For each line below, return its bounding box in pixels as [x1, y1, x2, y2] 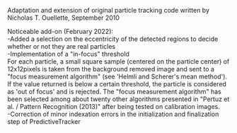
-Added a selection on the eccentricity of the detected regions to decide [7, 35, 219, 43]
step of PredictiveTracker [7, 117, 81, 126]
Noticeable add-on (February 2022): [7, 28, 114, 35]
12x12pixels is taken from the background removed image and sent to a [7, 65, 214, 73]
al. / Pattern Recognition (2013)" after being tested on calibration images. [7, 103, 221, 110]
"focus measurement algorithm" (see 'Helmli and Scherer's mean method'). [7, 72, 228, 81]
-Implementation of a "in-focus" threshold [7, 50, 129, 58]
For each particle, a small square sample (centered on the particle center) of [7, 57, 230, 66]
